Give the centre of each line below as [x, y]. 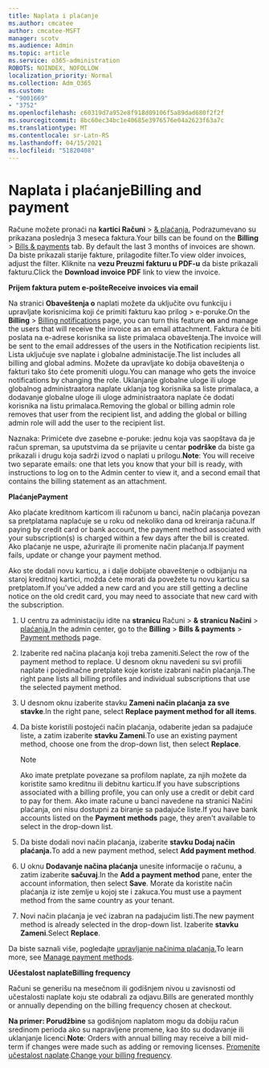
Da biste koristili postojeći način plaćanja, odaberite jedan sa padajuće [136, 727]
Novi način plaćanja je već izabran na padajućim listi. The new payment [137, 916]
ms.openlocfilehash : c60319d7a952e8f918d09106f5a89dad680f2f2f [116, 113]
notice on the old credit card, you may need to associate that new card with [133, 597]
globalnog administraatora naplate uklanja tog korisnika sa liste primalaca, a [134, 389]
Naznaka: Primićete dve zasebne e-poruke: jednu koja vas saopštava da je [132, 438]
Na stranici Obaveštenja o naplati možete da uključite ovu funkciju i [120, 303]
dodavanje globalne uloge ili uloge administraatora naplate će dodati [121, 397]
